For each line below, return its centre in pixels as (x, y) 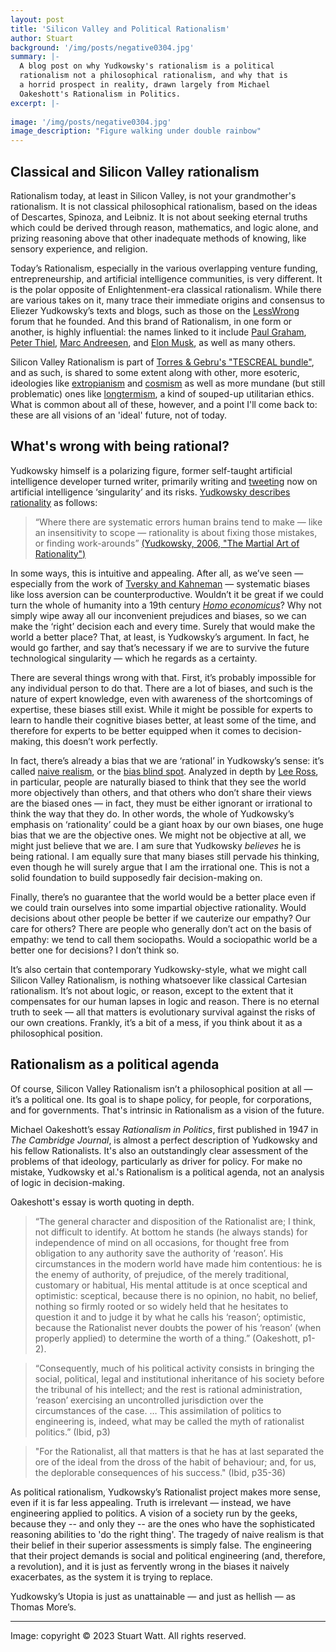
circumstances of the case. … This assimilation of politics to (158, 1410)
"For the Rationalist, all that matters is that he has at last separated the (179, 1451)
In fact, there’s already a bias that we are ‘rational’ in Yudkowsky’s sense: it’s (167, 760)
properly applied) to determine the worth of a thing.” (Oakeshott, (167, 1338)
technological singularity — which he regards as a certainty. (134, 658)
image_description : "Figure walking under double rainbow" (136, 131)
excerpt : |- (35, 103)
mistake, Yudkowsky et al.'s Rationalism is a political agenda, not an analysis (167, 1172)
